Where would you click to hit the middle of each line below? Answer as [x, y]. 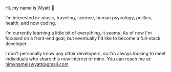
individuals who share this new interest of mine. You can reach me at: [79, 59]
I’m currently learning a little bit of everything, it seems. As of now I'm [79, 33]
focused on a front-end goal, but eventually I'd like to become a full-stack [83, 38]
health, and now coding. [31, 23]
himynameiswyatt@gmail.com [37, 64]
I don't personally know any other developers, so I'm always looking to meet [85, 53]
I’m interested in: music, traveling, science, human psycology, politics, [79, 17]
